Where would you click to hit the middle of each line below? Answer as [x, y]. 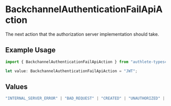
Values [17, 86]
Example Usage [31, 50]
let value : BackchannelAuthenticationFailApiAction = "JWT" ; [72, 71]
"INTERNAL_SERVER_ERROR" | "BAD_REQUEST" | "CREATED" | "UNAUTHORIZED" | [85, 98]
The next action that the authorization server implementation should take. [82, 34]
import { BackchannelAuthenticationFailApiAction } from [67, 62]
